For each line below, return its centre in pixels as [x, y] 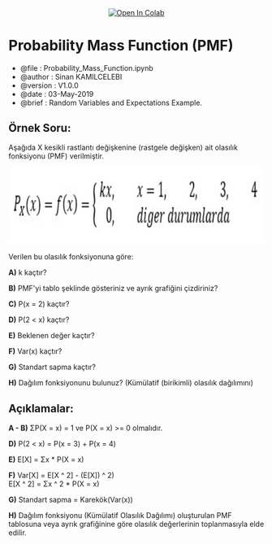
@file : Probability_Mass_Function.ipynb [87, 67]
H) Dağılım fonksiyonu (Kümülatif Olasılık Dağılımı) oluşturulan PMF [120, 516]
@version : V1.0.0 [49, 85]
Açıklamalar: [41, 409]
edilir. [17, 533]
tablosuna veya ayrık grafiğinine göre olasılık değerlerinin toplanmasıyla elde [136, 524]
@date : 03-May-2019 [57, 94]
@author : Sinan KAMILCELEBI [71, 76]
